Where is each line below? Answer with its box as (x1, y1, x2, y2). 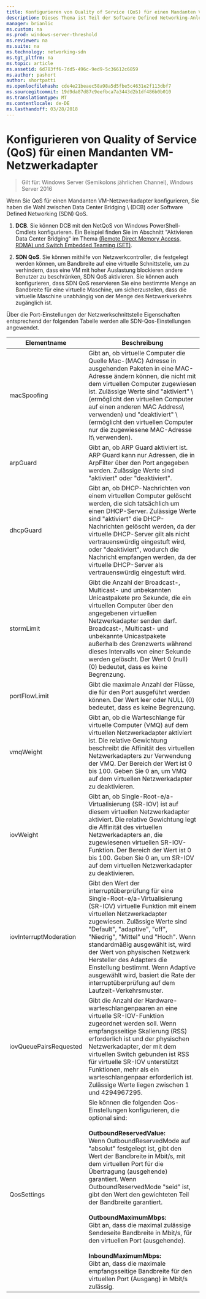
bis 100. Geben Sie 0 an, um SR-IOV (88, 854, 194, 862)
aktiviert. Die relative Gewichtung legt (88, 815, 196, 824)
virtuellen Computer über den (88, 601, 174, 610)
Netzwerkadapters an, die (88, 831, 163, 839)
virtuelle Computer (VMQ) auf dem (88, 721, 189, 730)
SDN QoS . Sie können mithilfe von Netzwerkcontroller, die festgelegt (15, 253, 189, 261)
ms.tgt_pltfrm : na (6, 55, 53, 61)
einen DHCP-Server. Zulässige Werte (88, 507, 196, 515)
